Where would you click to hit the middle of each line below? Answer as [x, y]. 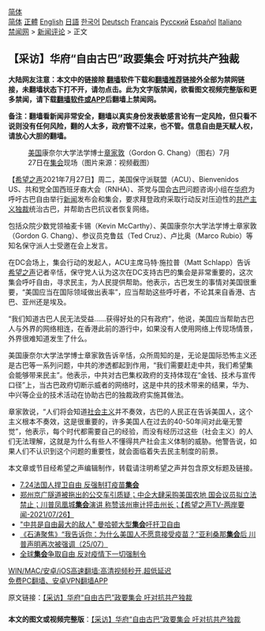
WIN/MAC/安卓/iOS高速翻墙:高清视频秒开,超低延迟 [90, 570]
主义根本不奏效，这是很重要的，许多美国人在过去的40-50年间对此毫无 [122, 421]
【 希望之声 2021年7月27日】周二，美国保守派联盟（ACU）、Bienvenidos [123, 179]
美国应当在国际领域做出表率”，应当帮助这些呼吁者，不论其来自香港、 [137, 292]
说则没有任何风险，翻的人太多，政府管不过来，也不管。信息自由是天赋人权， [132, 126]
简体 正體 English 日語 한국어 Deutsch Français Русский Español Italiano [125, 22]
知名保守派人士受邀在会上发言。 [60, 245]
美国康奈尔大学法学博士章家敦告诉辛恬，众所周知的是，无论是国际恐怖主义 [129, 355]
